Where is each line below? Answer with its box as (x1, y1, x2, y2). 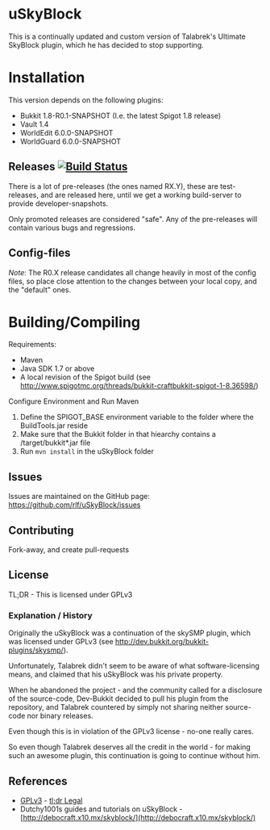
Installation (8, 69, 85, 87)
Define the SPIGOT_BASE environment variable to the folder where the (19, 413, 254, 422)
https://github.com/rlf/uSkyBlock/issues (8, 500, 141, 509)
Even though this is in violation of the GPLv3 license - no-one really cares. (8, 727, 254, 736)
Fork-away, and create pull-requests (8, 545, 130, 555)
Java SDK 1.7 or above (19, 364, 95, 374)
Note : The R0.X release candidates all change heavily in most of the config (8, 267, 256, 277)
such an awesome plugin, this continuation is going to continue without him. (8, 751, 260, 761)
